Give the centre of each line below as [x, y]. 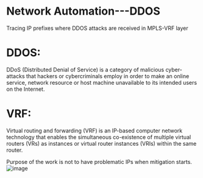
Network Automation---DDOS [83, 11]
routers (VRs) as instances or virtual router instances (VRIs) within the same [101, 143]
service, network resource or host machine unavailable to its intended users [101, 82]
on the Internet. [26, 89]
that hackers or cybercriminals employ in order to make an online [108, 76]
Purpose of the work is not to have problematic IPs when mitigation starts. [99, 162]
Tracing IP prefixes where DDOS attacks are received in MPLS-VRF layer [97, 28]
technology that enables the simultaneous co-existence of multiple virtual [99, 137]
